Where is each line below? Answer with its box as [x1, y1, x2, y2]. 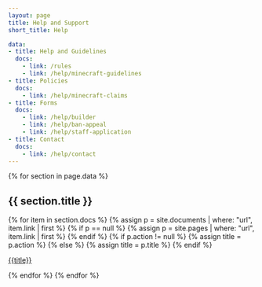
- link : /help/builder [22, 113, 96, 122]
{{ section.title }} [8, 194, 93, 208]
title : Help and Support [8, 19, 89, 27]
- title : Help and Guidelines [8, 48, 107, 56]
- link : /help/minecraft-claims [22, 91, 128, 99]
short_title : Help [8, 26, 68, 34]
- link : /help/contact [22, 150, 96, 158]
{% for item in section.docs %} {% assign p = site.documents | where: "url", [8, 215, 253, 225]
